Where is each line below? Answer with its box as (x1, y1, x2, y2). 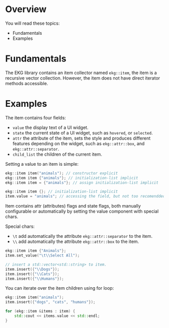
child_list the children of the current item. (12, 151, 102, 157)
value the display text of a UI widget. (12, 124, 89, 130)
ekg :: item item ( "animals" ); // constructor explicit (5, 170, 118, 176)
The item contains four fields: (5, 114, 66, 120)
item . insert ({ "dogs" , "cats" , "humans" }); (5, 300, 96, 305)
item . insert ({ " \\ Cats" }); (5, 271, 59, 277)
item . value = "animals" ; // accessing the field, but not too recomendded (5, 194, 165, 199)
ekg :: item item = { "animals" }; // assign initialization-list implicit (5, 180, 158, 185)
